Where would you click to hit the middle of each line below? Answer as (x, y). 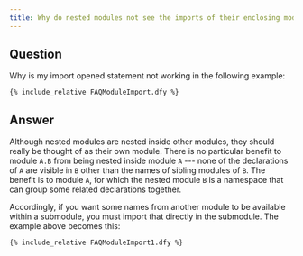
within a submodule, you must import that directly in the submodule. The (144, 216)
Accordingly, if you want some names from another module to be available (147, 207)
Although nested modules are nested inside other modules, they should (142, 142)
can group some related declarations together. (96, 189)
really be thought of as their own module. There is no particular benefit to (146, 151)
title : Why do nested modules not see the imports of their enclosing (145, 18)
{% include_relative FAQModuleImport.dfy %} (94, 92)
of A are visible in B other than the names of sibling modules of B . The (138, 170)
